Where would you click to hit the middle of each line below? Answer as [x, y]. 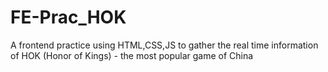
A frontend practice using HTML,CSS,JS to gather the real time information [164, 45]
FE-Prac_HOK [68, 17]
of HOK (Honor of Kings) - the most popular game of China [132, 55]
